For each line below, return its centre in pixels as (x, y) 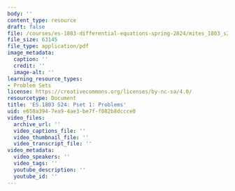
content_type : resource (42, 20)
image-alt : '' (34, 72)
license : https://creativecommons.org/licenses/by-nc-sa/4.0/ (100, 92)
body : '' (20, 14)
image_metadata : (31, 53)
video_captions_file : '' (50, 131)
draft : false (26, 27)
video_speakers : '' (42, 157)
